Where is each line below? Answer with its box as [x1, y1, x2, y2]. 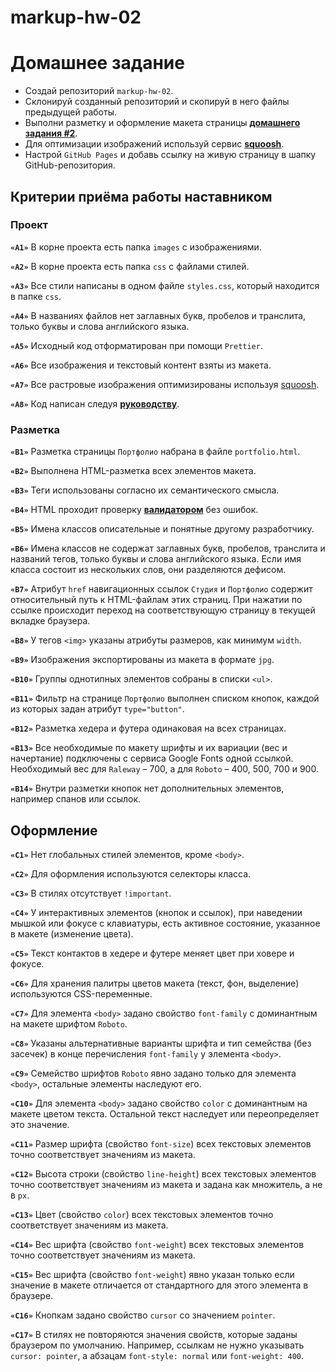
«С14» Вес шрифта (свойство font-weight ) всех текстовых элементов [10, 1238, 305, 1250]
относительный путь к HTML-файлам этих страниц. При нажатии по [10, 594, 303, 606]
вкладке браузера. [10, 615, 91, 627]
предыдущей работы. [24, 106, 118, 118]
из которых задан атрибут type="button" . [10, 703, 185, 715]
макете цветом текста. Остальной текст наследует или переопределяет [10, 1107, 320, 1120]
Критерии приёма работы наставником [10, 188, 273, 205]
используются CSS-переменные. [10, 987, 153, 1000]
